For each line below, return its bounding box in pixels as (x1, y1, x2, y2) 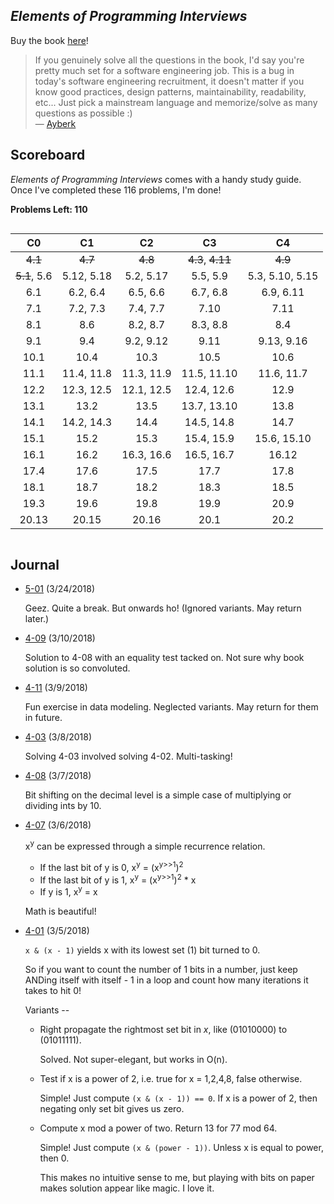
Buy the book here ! (10, 34, 89, 46)
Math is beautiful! (24, 905, 97, 918)
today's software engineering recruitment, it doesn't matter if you (34, 75, 305, 87)
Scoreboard (10, 147, 86, 164)
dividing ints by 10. (24, 800, 102, 812)
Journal (10, 557, 60, 574)
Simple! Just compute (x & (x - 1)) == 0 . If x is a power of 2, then (39, 1092, 318, 1104)
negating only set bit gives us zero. (39, 1103, 185, 1115)
